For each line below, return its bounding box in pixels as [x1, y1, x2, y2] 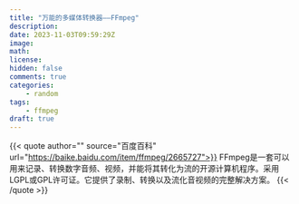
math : [9, 47, 30, 56]
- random [25, 89, 59, 98]
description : [9, 22, 59, 31]
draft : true [9, 114, 54, 123]
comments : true [9, 73, 67, 82]
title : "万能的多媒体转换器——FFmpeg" [9, 13, 140, 23]
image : [9, 38, 34, 48]
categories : [9, 81, 54, 90]
